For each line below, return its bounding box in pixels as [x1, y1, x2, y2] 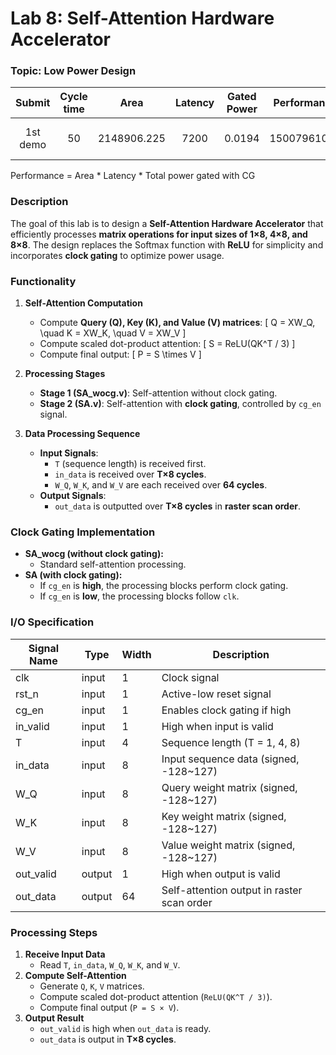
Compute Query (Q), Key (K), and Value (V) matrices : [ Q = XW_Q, [39, 317, 316, 329]
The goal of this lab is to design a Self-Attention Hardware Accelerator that [10, 217, 324, 229]
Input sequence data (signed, [161, 752, 300, 766]
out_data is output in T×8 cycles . [39, 1033, 177, 1045]
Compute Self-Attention [24, 969, 127, 981]
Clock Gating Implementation [10, 525, 156, 539]
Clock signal [161, 670, 220, 684]
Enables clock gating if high [161, 703, 292, 717]
